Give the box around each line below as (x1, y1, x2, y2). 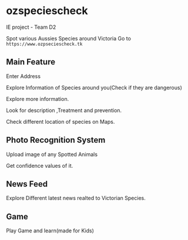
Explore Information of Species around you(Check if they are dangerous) (6, 84, 182, 91)
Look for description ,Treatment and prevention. (6, 107, 122, 114)
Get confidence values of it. (6, 162, 73, 169)
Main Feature (6, 57, 56, 67)
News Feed (6, 179, 48, 189)
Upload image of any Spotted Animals (6, 151, 98, 158)
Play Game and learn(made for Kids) (6, 227, 94, 234)
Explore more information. (6, 95, 69, 102)
